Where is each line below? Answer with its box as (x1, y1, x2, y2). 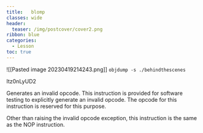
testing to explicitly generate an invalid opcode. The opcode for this (6, 96, 177, 103)
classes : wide (6, 15, 43, 21)
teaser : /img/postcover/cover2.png (12, 26, 103, 32)
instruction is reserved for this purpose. (6, 102, 106, 110)
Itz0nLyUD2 (6, 77, 37, 85)
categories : (6, 37, 37, 44)
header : (6, 20, 26, 26)
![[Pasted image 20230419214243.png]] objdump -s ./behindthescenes (6, 66, 186, 73)
